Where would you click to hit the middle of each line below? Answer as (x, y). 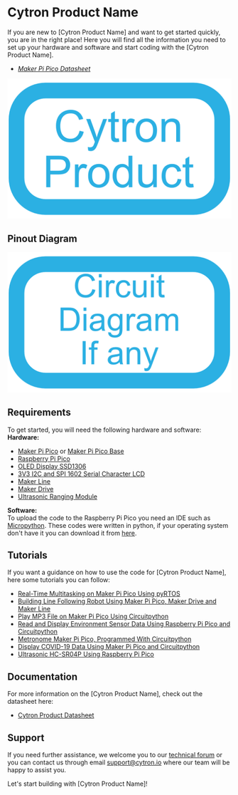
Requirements (39, 413)
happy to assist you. (37, 770)
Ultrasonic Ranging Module (58, 497)
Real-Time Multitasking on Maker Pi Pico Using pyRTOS (99, 594)
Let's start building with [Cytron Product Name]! (77, 784)
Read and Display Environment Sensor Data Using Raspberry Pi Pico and (124, 624)
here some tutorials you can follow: (59, 580)
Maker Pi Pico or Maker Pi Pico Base (71, 451)
